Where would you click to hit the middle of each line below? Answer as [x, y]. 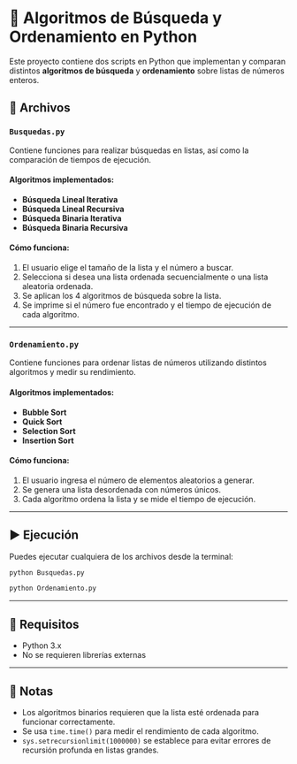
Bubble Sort [44, 412]
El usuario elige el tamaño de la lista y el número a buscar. [128, 268]
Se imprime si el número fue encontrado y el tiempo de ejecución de [147, 305]
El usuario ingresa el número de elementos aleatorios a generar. [138, 480]
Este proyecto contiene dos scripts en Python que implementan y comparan [148, 61]
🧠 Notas [31, 691]
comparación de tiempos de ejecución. [80, 159]
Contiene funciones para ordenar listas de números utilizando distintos [138, 363]
